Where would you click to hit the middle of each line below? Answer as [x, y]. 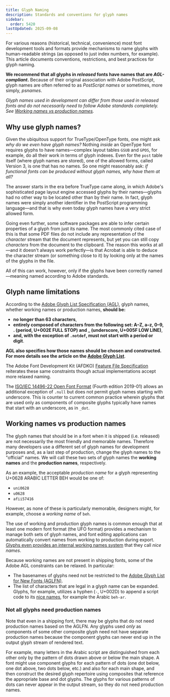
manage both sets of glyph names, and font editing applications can [76, 534]
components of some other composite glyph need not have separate [77, 631]
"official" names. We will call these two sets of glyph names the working [81, 457]
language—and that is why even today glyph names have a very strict [78, 208]
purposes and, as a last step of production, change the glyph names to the [83, 452]
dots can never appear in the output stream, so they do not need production [84, 684]
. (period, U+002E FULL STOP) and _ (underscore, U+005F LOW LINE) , [88, 330]
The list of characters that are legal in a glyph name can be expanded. [86, 586]
